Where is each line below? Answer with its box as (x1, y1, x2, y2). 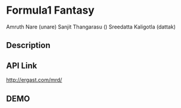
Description (6, 40, 50, 50)
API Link (6, 61, 37, 71)
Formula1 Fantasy (6, 4, 95, 17)
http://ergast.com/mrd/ (6, 77, 62, 84)
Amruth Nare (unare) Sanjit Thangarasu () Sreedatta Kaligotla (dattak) (6, 23, 176, 30)
